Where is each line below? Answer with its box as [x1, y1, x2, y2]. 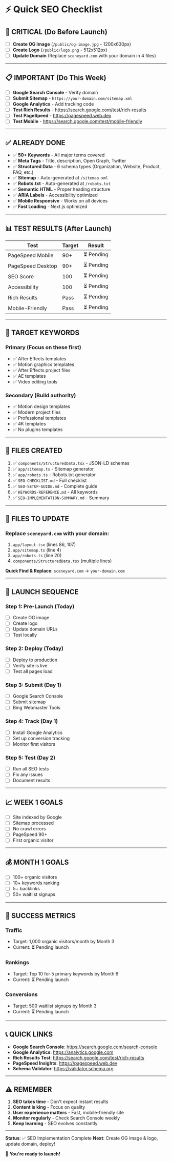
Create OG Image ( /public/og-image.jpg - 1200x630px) [12, 41, 132, 47]
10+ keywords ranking [12, 880, 60, 886]
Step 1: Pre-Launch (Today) [5, 603, 75, 610]
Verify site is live [12, 662, 48, 668]
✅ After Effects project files [12, 367, 71, 373]
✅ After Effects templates [12, 355, 67, 361]
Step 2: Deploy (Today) [5, 645, 64, 652]
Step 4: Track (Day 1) [5, 718, 58, 725]
